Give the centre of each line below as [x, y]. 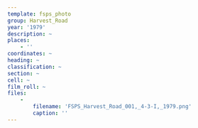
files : [17, 93]
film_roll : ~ [27, 87]
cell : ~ [19, 80]
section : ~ [23, 73]
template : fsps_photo [39, 14]
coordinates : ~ [30, 54]
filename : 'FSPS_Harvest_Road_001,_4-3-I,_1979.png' [112, 107]
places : [19, 41]
